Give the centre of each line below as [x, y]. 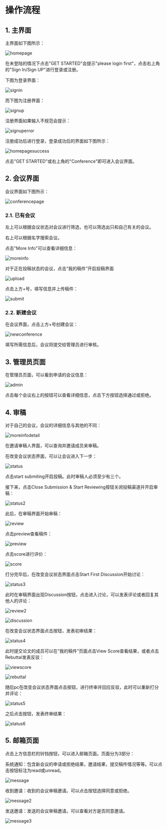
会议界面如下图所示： [27, 191]
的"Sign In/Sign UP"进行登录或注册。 [43, 70]
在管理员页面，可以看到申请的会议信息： [47, 375]
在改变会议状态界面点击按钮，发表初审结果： [51, 631]
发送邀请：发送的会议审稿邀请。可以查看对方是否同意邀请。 [66, 811]
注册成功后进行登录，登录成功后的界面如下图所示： [58, 141]
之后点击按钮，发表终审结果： [36, 714]
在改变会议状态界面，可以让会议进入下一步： [51, 456]
